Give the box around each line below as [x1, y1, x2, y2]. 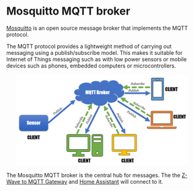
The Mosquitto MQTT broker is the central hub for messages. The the [6, 172, 181, 179]
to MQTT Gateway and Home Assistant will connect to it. [21, 178, 164, 186]
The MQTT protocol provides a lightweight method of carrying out [6, 43, 172, 50]
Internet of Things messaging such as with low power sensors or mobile [6, 55, 187, 63]
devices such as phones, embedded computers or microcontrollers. [6, 62, 176, 69]
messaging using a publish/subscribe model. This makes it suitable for [6, 49, 183, 56]
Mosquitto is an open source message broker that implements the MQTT [6, 24, 189, 32]
